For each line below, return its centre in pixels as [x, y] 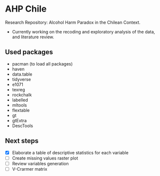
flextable [21, 110]
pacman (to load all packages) [42, 64]
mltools [19, 105]
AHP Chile [26, 9]
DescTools [22, 126]
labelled [20, 100]
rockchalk [22, 95]
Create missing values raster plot [45, 158]
